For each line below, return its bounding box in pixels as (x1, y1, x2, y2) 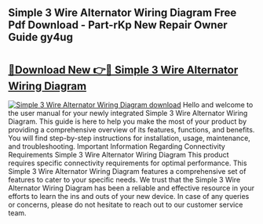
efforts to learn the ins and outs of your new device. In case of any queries (8, 192, 250, 201)
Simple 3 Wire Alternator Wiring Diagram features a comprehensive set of (8, 167, 247, 175)
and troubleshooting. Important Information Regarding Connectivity (8, 142, 225, 151)
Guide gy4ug (8, 31, 73, 44)
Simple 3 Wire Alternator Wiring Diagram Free (8, 6, 237, 20)
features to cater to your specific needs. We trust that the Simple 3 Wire (8, 175, 241, 184)
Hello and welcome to (182, 100, 254, 109)
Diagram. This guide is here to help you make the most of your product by (8, 117, 247, 126)
